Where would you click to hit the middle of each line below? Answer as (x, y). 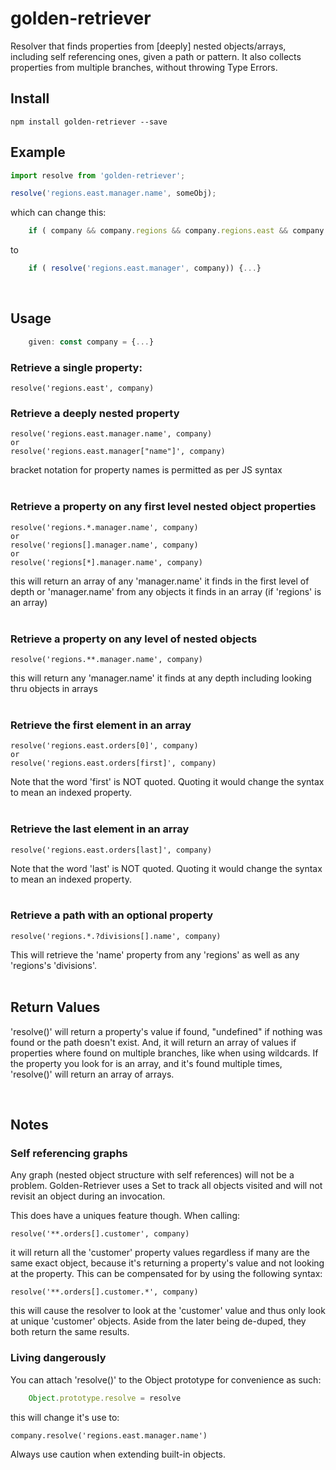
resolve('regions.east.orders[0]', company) (104, 746)
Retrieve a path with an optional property (112, 915)
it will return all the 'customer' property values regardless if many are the (160, 1253)
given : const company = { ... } (91, 342)
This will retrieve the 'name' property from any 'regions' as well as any (155, 954)
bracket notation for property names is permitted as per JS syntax (146, 470)
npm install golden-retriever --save (89, 122)
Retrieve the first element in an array (101, 725)
